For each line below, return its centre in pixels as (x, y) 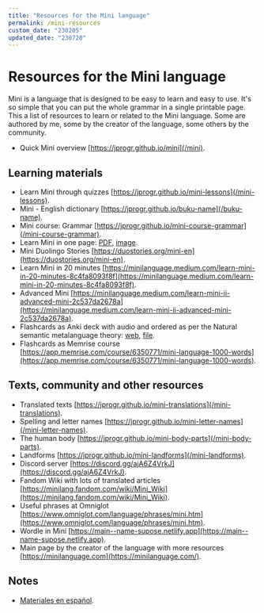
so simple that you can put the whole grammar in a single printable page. (127, 107)
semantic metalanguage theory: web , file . (87, 335)
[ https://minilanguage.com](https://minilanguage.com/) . (110, 556)
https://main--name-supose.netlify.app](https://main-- (160, 531)
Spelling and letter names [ (64, 421)
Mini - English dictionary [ (62, 209)
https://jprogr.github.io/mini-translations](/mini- (154, 404)
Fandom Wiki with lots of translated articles (90, 480)
